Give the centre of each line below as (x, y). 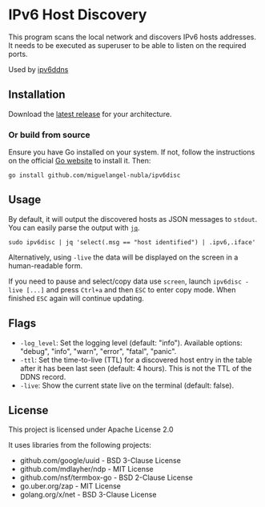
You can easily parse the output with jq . (74, 227)
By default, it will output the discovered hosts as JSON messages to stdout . (133, 219)
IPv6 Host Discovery (78, 15)
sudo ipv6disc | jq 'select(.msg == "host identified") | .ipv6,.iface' (132, 242)
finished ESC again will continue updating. (76, 298)
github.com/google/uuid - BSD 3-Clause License (100, 461)
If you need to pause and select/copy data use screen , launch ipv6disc (125, 281)
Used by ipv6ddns (38, 69)
